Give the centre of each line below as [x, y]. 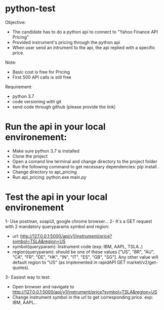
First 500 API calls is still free [42, 77]
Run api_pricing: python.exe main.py [49, 177]
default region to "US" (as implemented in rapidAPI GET [69, 262]
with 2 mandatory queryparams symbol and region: [57, 226]
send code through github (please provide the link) [64, 107]
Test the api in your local [56, 197]
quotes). [21, 268]
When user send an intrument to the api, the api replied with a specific [84, 47]
